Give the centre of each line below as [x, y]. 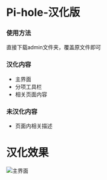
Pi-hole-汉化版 [43, 12]
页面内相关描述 [34, 126]
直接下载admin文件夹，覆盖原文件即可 [54, 47]
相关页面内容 [31, 94]
